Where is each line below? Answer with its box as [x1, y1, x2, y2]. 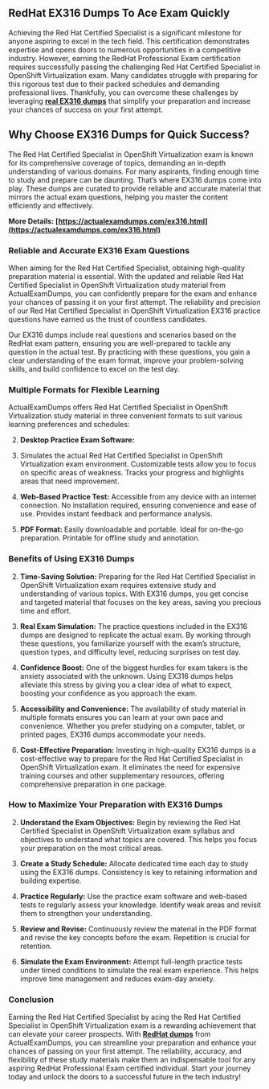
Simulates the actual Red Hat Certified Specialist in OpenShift [19, 450, 223, 461]
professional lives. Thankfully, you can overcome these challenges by [8, 88, 238, 97]
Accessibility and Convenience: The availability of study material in [19, 704, 247, 713]
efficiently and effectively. [8, 200, 94, 210]
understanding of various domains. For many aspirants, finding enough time [8, 166, 259, 176]
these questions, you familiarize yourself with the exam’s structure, [19, 639, 242, 648]
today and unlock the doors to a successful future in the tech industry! [8, 1072, 242, 1082]
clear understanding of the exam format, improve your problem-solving [8, 355, 244, 365]
